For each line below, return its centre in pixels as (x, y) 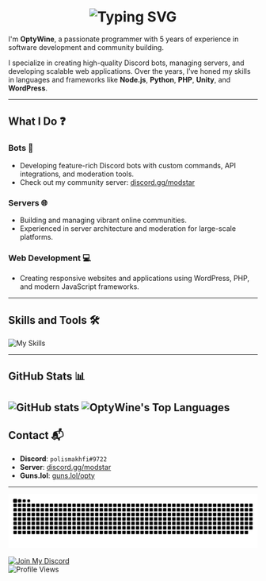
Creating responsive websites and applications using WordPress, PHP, (134, 279)
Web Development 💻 (49, 258)
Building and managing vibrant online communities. (103, 220)
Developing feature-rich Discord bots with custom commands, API (127, 165)
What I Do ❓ (37, 122)
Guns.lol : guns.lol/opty (57, 475)
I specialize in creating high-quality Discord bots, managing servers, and (126, 63)
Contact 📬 (36, 435)
